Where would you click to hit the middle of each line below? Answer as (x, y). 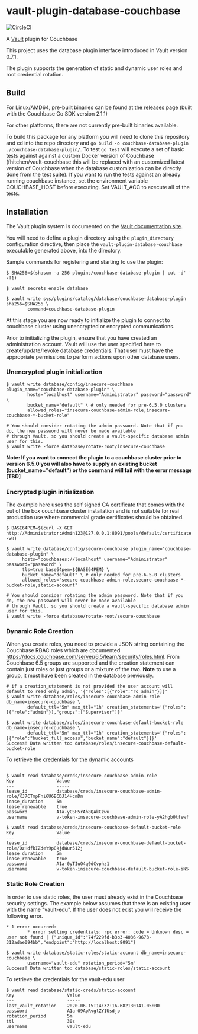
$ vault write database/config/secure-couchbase (67, 549)
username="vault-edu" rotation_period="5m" (82, 963)
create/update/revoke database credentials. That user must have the (90, 350)
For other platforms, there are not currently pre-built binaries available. (92, 125)
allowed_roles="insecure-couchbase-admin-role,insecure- (99, 410)
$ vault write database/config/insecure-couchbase (70, 384)
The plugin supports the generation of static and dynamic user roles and (94, 68)
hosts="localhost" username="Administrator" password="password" (110, 395)
